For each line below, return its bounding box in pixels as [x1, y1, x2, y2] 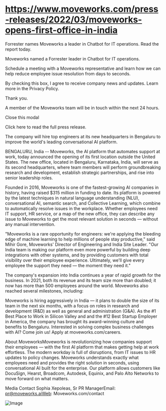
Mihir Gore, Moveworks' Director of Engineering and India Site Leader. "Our [5, 241, 159, 247]
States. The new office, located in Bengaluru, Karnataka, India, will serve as [5, 159, 159, 165]
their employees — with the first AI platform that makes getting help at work [5, 344, 159, 350]
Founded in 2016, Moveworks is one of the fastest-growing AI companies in [5, 184, 159, 190]
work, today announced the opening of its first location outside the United [5, 154, 156, 160]
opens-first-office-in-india [5, 25, 118, 36]
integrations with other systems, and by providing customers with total [5, 252, 149, 258]
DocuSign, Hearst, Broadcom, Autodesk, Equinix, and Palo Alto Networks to [5, 370, 159, 376]
